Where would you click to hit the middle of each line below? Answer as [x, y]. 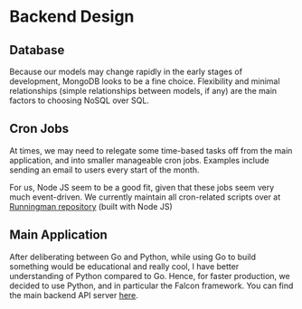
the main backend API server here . [74, 295]
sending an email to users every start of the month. [104, 170]
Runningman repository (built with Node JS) [91, 206]
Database [37, 50]
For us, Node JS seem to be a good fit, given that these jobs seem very [142, 187]
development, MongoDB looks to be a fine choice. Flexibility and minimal [145, 81]
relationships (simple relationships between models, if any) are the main [143, 91]
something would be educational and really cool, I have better [124, 266]
